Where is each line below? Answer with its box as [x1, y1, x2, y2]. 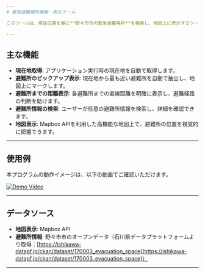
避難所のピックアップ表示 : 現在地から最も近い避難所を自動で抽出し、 [15, 75, 190, 82]
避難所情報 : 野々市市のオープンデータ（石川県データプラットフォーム [15, 233, 189, 240]
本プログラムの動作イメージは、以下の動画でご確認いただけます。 [6, 171, 171, 178]
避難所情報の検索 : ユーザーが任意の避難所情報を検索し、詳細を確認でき [15, 105, 195, 113]
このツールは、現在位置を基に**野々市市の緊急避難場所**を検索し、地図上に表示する [6, 20, 190, 26]
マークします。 [31, 82, 69, 89]
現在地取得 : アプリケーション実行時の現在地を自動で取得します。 [15, 67, 179, 74]
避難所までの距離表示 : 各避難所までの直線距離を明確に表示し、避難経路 [15, 90, 195, 97]
